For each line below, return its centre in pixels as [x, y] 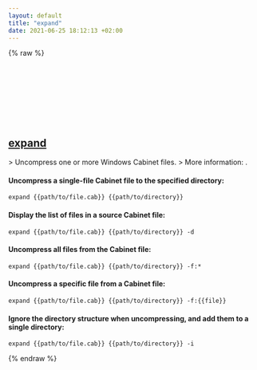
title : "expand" [35, 23]
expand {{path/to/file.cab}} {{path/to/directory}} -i [101, 344]
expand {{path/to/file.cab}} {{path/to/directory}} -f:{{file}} [117, 301]
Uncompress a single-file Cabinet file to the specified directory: [117, 180]
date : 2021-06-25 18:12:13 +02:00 [66, 30]
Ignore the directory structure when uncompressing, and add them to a [128, 318]
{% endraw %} [33, 359]
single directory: [36, 327]
